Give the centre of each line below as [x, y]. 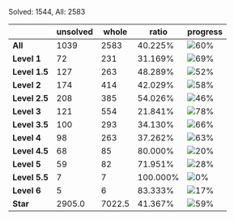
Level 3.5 [30, 125]
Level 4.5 [30, 151]
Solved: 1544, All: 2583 [47, 12]
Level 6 [27, 190]
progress [205, 32]
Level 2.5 [30, 98]
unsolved [74, 32]
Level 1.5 [30, 72]
